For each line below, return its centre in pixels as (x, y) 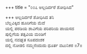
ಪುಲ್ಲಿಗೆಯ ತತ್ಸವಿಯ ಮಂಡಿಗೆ (26, 34)
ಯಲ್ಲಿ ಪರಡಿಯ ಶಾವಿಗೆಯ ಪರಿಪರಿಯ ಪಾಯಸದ (40, 28)
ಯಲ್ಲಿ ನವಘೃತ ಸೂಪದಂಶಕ (25, 40)
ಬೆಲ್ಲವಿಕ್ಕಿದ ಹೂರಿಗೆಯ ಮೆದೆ (25, 23)
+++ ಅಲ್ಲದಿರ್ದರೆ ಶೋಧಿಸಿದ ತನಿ (30, 17)
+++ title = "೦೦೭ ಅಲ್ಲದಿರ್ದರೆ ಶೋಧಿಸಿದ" (39, 7)
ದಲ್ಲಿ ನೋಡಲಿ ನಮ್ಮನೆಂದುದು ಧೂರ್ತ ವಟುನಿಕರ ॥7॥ (44, 45)
